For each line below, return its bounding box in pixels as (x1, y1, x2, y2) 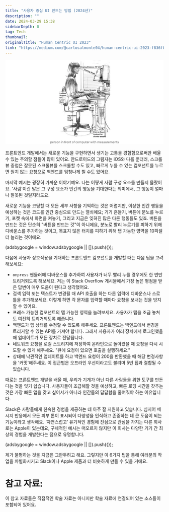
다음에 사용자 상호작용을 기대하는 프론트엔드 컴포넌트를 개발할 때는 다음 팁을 (5, 255, 154, 261)
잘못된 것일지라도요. (10, 192, 50, 198)
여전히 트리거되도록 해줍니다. (18, 316, 74, 322)
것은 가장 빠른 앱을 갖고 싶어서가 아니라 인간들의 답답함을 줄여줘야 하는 (5, 389, 143, 395)
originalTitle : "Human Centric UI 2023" (5, 40, 92, 45)
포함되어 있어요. (5, 501, 37, 508)
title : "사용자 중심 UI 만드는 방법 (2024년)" (5, 8, 93, 13)
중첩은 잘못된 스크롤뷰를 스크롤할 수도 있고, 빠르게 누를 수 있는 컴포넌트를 (10, 163, 154, 169)
